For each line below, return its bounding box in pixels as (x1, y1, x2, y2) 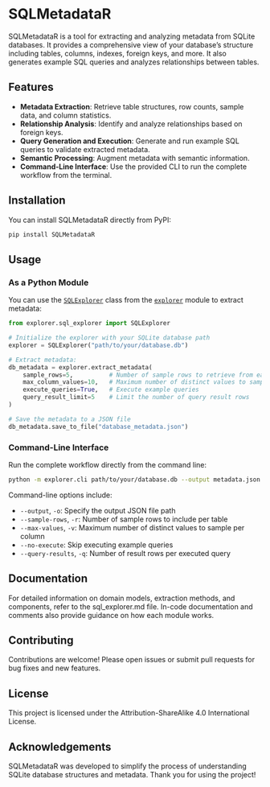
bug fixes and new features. (8, 663, 101, 673)
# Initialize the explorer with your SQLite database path (8, 334, 211, 342)
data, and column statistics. (19, 110, 112, 120)
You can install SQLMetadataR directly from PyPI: (8, 215, 171, 225)
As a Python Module (8, 277, 89, 288)
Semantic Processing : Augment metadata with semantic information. (19, 153, 251, 163)
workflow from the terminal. (19, 170, 112, 179)
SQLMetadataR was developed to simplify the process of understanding (8, 761, 247, 771)
